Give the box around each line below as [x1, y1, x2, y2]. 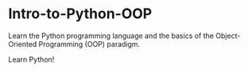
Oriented [8, 39, 37, 48]
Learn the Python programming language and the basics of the [8, 31, 215, 40]
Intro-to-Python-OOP [8, 5, 153, 23]
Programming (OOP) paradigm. [38, 39, 141, 48]
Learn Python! [8, 55, 55, 64]
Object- [215, 31, 241, 40]
